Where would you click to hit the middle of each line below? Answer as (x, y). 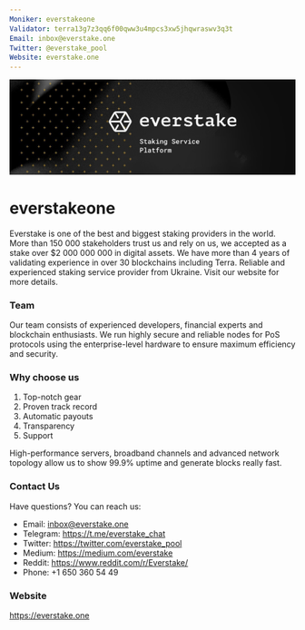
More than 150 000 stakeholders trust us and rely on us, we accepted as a (148, 243)
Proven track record (60, 407)
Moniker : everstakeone (52, 19)
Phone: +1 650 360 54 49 (70, 572)
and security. (34, 354)
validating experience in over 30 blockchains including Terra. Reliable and (148, 262)
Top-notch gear (52, 397)
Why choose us (44, 378)
